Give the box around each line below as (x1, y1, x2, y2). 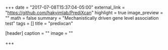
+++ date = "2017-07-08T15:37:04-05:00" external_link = (5, 5, 125, 10)
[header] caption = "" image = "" (5, 30, 73, 36)
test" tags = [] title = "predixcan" (5, 20, 73, 26)
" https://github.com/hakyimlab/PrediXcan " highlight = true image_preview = (5, 10, 163, 16)
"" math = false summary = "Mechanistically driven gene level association (5, 15, 159, 21)
